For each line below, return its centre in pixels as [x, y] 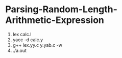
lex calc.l [22, 34]
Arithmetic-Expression [55, 20]
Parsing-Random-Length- [61, 9]
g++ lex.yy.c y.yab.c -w [38, 45]
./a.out [20, 50]
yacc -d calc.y [28, 40]
